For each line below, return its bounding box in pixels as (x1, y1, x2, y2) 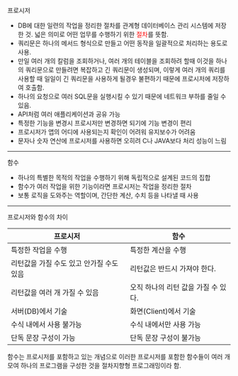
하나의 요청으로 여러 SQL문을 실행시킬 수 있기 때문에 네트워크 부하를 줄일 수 (17, 92, 227, 101)
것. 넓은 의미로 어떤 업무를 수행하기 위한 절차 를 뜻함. (25, 31, 169, 38)
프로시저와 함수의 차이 (7, 213, 69, 221)
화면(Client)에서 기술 (130, 306, 196, 316)
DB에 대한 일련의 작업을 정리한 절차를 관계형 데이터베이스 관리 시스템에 (17, 21, 214, 30)
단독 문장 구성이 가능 (11, 333, 76, 343)
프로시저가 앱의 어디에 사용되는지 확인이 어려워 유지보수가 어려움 (17, 128, 196, 136)
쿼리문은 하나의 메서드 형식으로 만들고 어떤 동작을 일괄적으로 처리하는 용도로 (17, 39, 228, 48)
